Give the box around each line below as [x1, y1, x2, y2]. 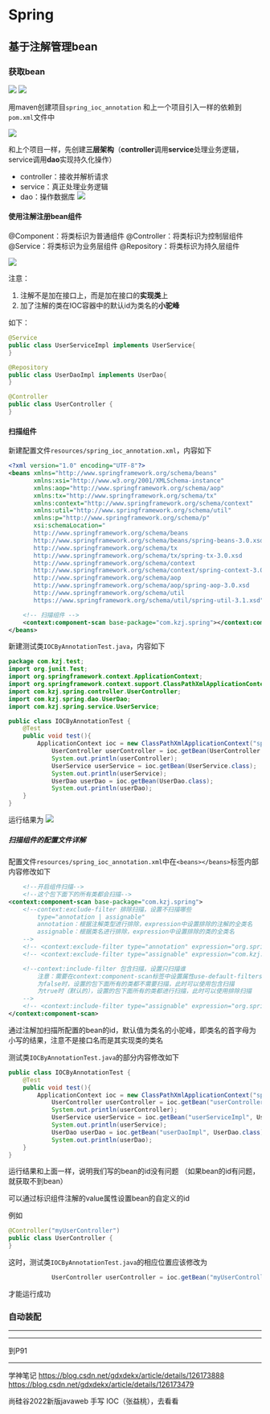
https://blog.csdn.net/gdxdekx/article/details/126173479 [8, 1379, 194, 1390]
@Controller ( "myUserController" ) [8, 1226, 121, 1235]
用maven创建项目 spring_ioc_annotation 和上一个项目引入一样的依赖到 [8, 102, 243, 112]
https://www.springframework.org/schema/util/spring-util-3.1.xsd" [33, 596, 264, 605]
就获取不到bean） [8, 1176, 68, 1186]
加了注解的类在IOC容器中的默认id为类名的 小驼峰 [19, 300, 180, 311]
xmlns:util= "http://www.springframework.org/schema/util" [33, 506, 231, 515]
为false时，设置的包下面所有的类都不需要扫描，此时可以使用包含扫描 [37, 980, 235, 988]
